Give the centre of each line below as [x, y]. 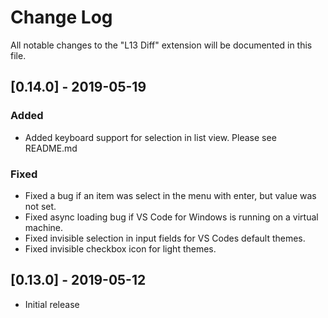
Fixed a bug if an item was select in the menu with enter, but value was [170, 195]
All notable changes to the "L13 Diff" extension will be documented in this [161, 45]
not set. [40, 206]
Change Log [61, 17]
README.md [51, 148]
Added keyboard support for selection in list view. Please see [150, 137]
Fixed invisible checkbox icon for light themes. [120, 248]
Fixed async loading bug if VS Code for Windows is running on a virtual [171, 217]
